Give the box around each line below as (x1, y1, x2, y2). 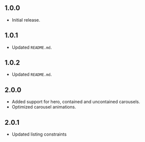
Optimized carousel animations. (11, 104, 76, 110)
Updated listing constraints (11, 131, 67, 137)
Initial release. (11, 17, 40, 23)
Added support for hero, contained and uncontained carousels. (11, 99, 140, 105)
